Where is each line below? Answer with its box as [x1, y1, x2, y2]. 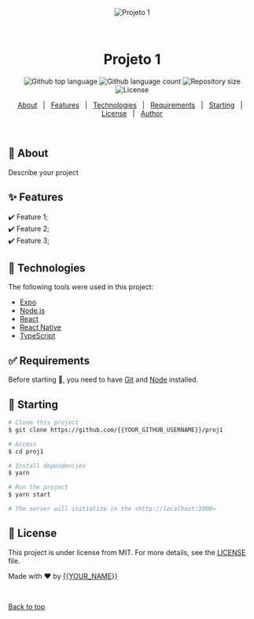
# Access [8, 440, 37, 448]
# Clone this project [8, 419, 79, 427]
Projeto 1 [103, 50, 161, 69]
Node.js [19, 306, 46, 315]
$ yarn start [8, 490, 51, 499]
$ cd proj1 [8, 447, 44, 456]
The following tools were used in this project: [8, 282, 154, 292]
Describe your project [8, 167, 79, 177]
